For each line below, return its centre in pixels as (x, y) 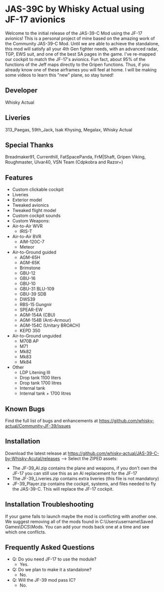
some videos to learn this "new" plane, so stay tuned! (59, 75)
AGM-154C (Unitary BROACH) (50, 325)
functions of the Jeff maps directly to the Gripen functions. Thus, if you (77, 64)
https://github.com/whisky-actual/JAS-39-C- (113, 453)
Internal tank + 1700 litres (45, 393)
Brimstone (30, 268)
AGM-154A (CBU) (37, 315)
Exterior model (27, 200)
